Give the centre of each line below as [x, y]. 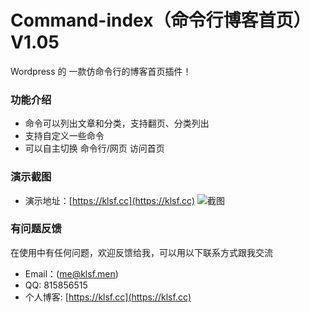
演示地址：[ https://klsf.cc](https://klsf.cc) [110, 200]
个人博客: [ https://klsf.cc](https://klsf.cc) [108, 297]
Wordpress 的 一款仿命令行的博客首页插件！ [101, 71]
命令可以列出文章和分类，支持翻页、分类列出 [117, 123]
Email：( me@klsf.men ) [71, 273]
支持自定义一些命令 [64, 136]
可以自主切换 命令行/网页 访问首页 [94, 148]
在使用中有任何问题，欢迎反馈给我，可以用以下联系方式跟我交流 [141, 252]
